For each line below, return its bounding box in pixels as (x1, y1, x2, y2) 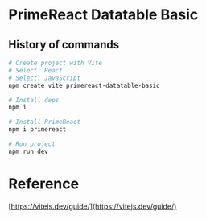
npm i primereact (8, 126, 67, 134)
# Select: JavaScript (8, 74, 81, 82)
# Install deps (8, 96, 60, 104)
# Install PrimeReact (8, 118, 81, 126)
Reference (8, 175, 79, 192)
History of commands (8, 38, 120, 52)
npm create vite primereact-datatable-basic (8, 81, 160, 89)
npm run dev (8, 147, 48, 155)
